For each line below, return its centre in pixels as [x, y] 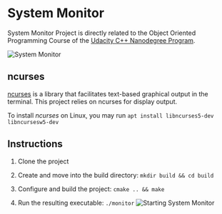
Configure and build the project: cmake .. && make [91, 189]
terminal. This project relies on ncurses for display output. [92, 101]
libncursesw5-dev [33, 122]
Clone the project [43, 161]
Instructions [35, 144]
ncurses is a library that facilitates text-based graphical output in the [108, 93]
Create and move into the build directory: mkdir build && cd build [116, 175]
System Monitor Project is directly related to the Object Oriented [102, 33]
